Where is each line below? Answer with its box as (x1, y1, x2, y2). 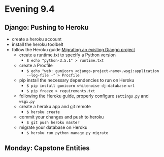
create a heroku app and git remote (19, 104, 91, 109)
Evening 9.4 (4, 3, 55, 15)
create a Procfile (19, 63, 53, 68)
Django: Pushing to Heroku (4, 23, 89, 32)
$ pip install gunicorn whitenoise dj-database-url (26, 83, 135, 88)
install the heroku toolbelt (11, 41, 64, 47)
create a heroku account (11, 36, 62, 42)
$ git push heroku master (26, 120, 80, 125)
